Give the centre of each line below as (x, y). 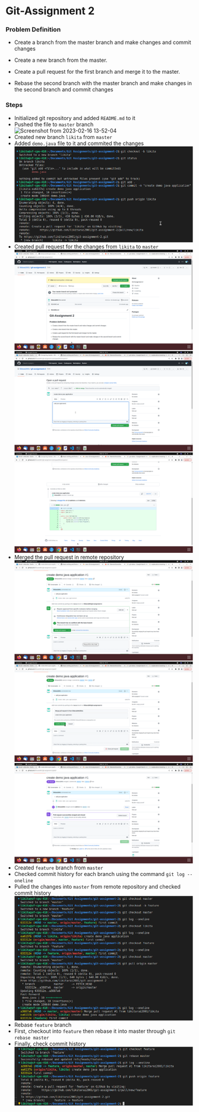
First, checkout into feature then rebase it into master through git (95, 1031)
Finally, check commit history (50, 1044)
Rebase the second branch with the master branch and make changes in (103, 83)
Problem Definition (33, 30)
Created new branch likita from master (63, 137)
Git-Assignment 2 (50, 11)
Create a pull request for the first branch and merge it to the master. (97, 72)
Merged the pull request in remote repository (69, 557)
